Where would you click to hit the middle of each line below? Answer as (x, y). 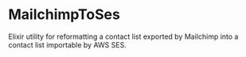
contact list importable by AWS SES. (68, 44)
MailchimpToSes (64, 15)
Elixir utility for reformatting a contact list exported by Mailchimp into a (123, 36)
